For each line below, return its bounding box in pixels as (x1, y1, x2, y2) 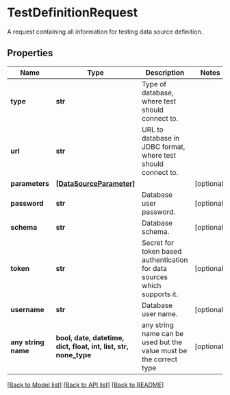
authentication (141, 255, 188, 265)
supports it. (141, 289, 179, 299)
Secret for (141, 238, 175, 248)
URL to (141, 125, 164, 134)
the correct (141, 355, 178, 364)
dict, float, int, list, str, (55, 342, 129, 351)
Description (145, 67, 185, 77)
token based (141, 246, 182, 256)
